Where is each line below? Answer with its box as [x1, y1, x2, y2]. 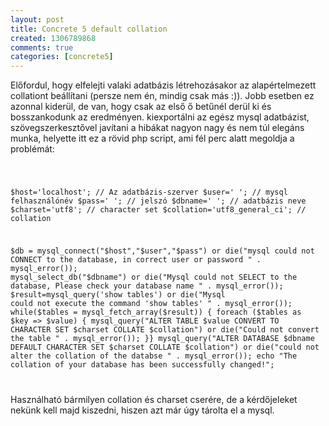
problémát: [10, 143, 55, 155]
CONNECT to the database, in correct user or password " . [10, 254, 262, 265]
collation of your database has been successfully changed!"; [10, 359, 275, 370]
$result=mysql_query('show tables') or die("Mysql [10, 289, 226, 300]
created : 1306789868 [10, 33, 97, 43]
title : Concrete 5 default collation [10, 24, 168, 34]
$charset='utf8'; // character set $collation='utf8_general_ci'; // [10, 205, 307, 215]
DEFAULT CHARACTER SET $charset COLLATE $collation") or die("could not [10, 342, 320, 352]
